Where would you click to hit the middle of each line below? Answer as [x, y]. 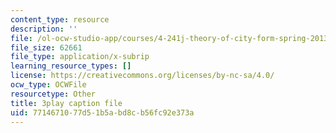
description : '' [44, 29]
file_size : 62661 [46, 47]
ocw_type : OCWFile [48, 85]
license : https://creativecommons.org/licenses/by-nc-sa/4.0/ [142, 76]
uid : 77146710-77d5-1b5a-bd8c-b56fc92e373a [102, 112]
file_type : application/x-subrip [80, 57]
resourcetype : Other [53, 94]
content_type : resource [60, 19]
